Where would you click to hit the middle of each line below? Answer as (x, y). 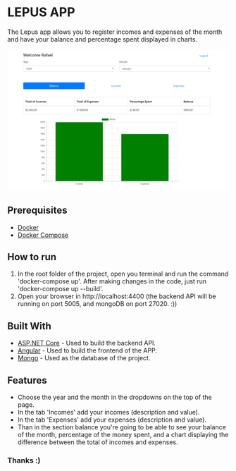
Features (27, 380)
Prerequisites (37, 210)
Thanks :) (24, 460)
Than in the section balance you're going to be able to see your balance (122, 427)
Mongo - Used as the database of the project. (84, 358)
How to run (32, 257)
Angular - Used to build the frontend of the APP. (87, 350)
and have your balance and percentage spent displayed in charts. (103, 39)
